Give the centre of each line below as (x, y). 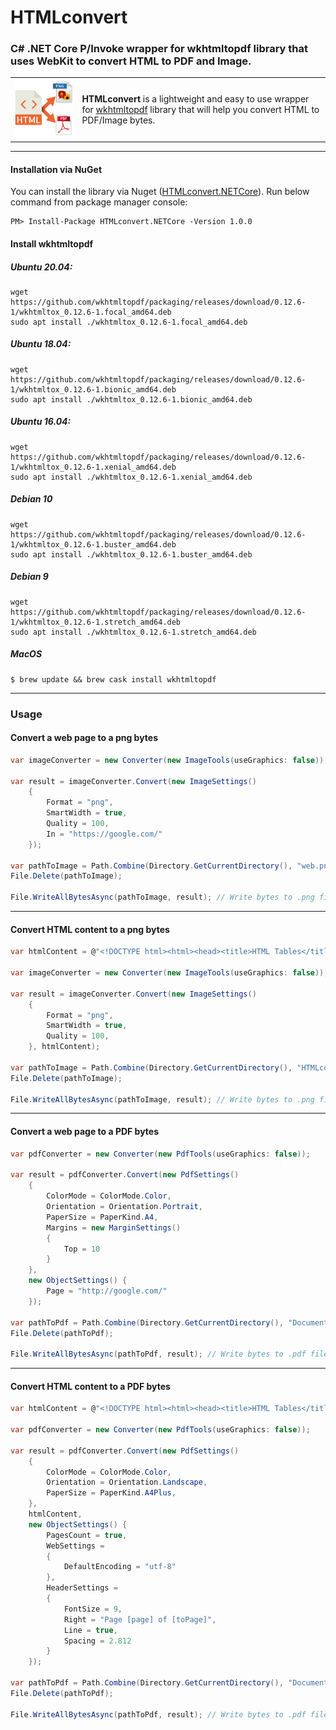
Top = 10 (82, 1249)
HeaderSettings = (82, 1588)
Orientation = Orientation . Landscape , (127, 1482)
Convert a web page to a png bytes (84, 738)
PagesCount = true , (87, 1535)
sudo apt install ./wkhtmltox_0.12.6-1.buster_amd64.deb (131, 554)
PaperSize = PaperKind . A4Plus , (111, 1493)
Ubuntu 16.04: (41, 422)
